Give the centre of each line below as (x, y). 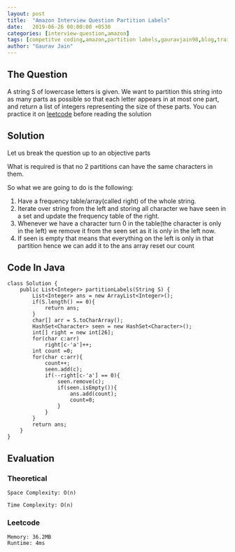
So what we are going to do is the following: (71, 187)
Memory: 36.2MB (29, 537)
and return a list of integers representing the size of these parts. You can (112, 106)
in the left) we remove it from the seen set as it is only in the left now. (116, 230)
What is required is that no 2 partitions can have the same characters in (110, 166)
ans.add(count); (93, 394)
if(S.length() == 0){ (64, 302)
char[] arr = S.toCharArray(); (78, 320)
